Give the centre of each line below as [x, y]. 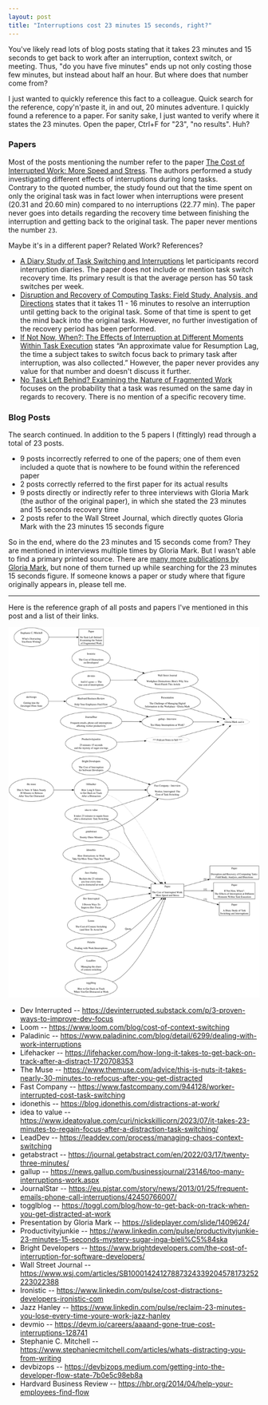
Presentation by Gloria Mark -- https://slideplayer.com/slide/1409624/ [134, 1222]
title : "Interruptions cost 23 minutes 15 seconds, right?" [110, 25]
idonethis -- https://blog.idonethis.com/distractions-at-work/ [120, 1103]
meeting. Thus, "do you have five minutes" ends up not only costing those [130, 66]
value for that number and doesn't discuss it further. [105, 371]
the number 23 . [33, 230]
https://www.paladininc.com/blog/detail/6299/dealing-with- [159, 1035]
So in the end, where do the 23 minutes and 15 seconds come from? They [130, 542]
